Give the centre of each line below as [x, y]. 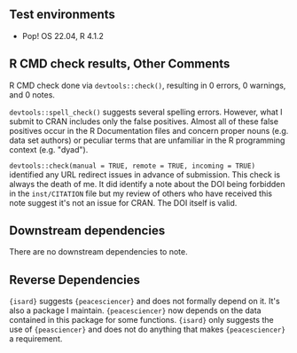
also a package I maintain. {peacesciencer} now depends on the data [135, 310]
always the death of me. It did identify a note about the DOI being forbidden [147, 184]
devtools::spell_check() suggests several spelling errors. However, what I [146, 112]
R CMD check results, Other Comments [120, 64]
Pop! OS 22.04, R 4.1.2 [63, 35]
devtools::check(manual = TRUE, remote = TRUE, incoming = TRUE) [132, 166]
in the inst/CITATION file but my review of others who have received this [141, 193]
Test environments [62, 15]
